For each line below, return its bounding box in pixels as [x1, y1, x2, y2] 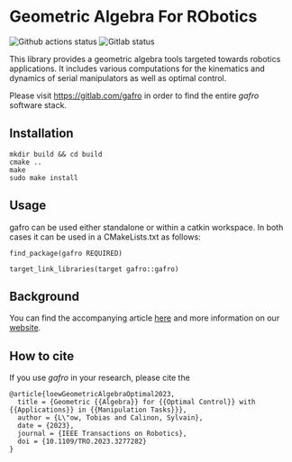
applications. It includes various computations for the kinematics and [9, 63, 266, 74]
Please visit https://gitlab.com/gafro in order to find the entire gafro [9, 90, 260, 101]
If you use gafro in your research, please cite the [9, 372, 191, 384]
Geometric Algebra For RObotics [9, 6, 258, 27]
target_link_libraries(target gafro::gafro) [9, 264, 179, 274]
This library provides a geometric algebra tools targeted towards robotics [9, 53, 281, 64]
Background [9, 288, 79, 303]
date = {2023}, [17, 421, 75, 430]
